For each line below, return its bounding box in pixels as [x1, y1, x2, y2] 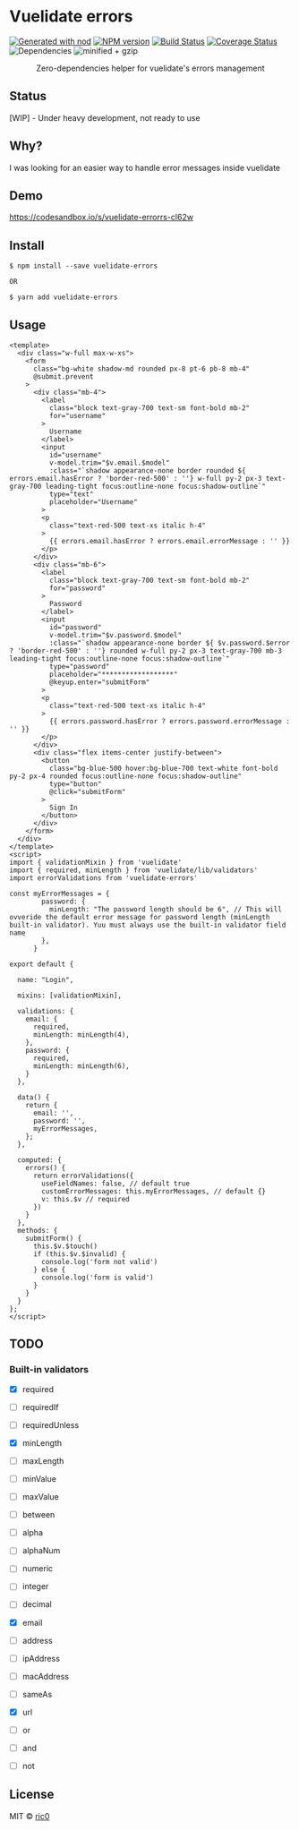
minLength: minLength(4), [32, 1030, 130, 1039]
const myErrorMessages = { [9, 889, 110, 898]
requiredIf [21, 1401, 59, 1412]
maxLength [21, 1455, 64, 1466]
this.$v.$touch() [32, 1242, 98, 1251]
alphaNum [21, 1545, 61, 1556]
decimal [21, 1599, 52, 1610]
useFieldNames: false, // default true [41, 1179, 191, 1188]
